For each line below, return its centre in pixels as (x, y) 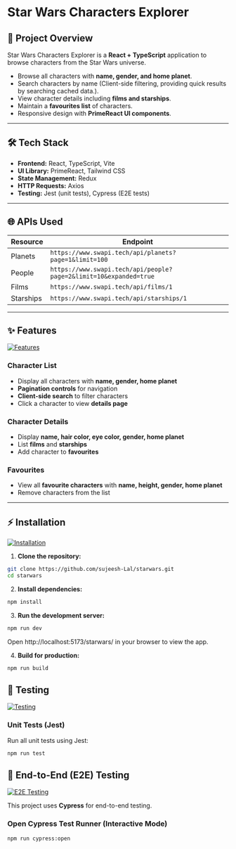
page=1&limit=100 (79, 259)
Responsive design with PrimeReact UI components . (94, 113)
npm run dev (25, 628)
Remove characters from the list (64, 493)
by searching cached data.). (58, 91)
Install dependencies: (50, 589)
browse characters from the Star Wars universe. (77, 62)
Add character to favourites (58, 452)
